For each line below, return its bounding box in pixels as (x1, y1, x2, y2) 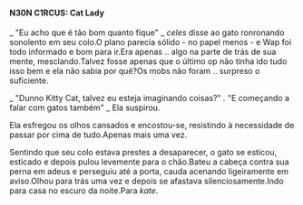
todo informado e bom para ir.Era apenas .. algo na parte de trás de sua (9, 46, 277, 58)
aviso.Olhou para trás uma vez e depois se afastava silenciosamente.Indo (9, 176, 284, 187)
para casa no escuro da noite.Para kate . (9, 185, 159, 196)
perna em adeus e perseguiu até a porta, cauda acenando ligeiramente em (9, 166, 288, 177)
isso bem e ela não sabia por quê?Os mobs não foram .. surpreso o (9, 66, 260, 77)
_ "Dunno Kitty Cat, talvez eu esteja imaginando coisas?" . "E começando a (9, 93, 290, 104)
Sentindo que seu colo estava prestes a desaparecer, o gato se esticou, (9, 147, 278, 158)
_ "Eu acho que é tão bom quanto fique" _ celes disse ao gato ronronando (9, 27, 285, 38)
